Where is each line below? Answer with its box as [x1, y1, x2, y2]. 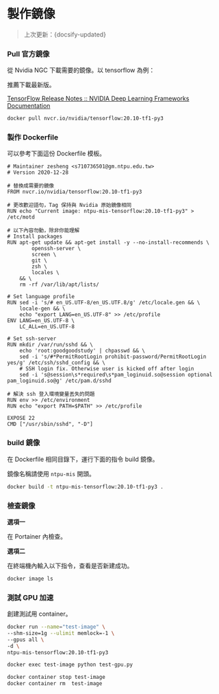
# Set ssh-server [7, 335, 57, 342]
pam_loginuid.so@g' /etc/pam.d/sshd [7, 377, 112, 385]
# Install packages [7, 233, 63, 240]
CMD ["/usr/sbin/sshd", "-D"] [7, 421, 94, 428]
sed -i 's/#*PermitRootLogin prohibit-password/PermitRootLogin [19, 353, 207, 361]
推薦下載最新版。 [7, 80, 55, 89]
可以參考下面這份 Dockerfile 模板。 [7, 149, 106, 158]
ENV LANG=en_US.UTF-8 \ [7, 317, 75, 324]
